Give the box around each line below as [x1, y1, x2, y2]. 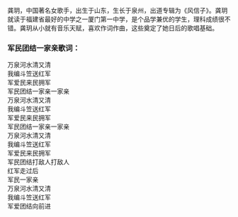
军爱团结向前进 [7, 202, 51, 211]
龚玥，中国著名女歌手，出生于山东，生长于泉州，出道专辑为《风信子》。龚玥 [7, 6, 228, 14]
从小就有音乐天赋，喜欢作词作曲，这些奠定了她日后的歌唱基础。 [31, 24, 218, 32]
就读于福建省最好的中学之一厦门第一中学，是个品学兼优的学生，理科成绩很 [7, 15, 225, 23]
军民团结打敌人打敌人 [7, 158, 69, 166]
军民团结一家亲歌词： [7, 43, 80, 53]
